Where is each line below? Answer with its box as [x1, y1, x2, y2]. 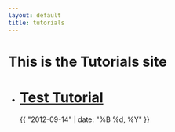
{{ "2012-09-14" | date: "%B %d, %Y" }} [19, 115, 151, 124]
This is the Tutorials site [8, 53, 167, 71]
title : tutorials [8, 19, 65, 27]
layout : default [8, 11, 61, 20]
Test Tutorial [19, 88, 104, 106]
